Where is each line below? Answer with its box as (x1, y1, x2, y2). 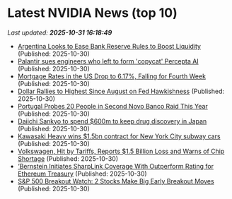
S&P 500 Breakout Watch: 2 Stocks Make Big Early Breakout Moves (17, 176, 214, 185)
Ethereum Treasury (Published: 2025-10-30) (17, 169, 147, 178)
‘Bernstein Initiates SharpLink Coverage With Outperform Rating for (17, 162, 214, 170)
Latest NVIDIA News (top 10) (7, 5, 178, 21)
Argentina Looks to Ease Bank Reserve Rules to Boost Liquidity (17, 42, 202, 50)
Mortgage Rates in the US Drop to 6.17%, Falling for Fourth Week (17, 72, 207, 80)
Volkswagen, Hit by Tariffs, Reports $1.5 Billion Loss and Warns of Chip (17, 147, 225, 155)
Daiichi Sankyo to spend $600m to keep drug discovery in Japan (17, 116, 207, 125)
